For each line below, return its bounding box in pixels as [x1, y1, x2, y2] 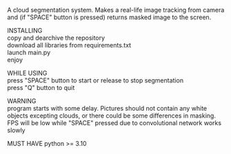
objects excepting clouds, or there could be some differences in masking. [7, 111, 216, 120]
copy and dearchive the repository [7, 34, 106, 42]
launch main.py [7, 48, 51, 56]
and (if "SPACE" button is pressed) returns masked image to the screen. [7, 13, 212, 21]
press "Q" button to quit [7, 84, 75, 91]
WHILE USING [7, 69, 48, 77]
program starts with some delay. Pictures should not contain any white [7, 104, 208, 112]
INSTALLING [7, 27, 43, 34]
